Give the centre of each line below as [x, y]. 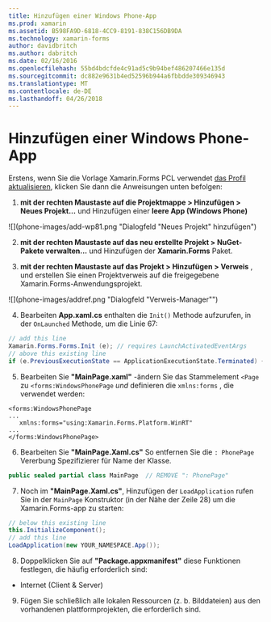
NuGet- [229, 243]
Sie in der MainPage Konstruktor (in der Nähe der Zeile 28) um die [127, 499]
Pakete [32, 251]
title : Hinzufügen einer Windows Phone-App [83, 16]
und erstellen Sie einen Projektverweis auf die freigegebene [119, 275]
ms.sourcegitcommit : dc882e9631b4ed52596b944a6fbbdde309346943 [117, 76]
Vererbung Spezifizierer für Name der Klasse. [96, 460]
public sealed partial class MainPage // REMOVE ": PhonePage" [119, 475]
